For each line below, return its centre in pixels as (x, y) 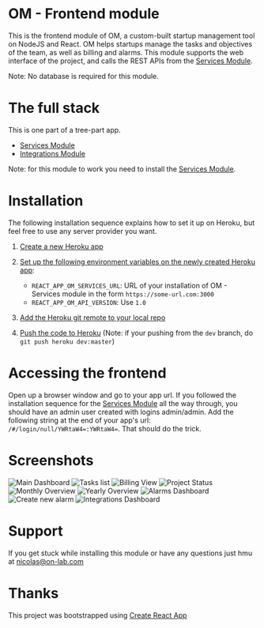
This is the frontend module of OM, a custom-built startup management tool (132, 36)
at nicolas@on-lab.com (46, 561)
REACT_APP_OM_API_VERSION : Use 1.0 (89, 302)
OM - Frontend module (84, 14)
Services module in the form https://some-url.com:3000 (123, 294)
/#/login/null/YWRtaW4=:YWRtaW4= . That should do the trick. (105, 428)
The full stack (54, 108)
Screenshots (51, 460)
